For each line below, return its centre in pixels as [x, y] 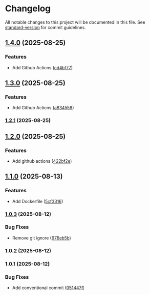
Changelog [28, 9]
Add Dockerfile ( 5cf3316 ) [38, 201]
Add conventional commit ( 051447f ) [48, 288]
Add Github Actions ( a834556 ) [43, 108]
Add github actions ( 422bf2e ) [42, 161]
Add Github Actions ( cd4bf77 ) [43, 67]
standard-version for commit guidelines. [45, 27]
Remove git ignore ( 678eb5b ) [42, 238]
